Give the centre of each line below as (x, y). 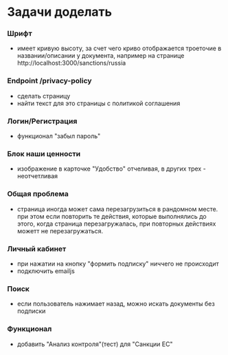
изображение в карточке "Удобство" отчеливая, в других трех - (111, 169)
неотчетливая (37, 176)
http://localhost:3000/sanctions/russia (71, 63)
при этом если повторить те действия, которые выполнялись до (112, 216)
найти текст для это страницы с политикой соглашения (99, 103)
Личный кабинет (37, 248)
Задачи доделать (59, 12)
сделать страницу (44, 96)
